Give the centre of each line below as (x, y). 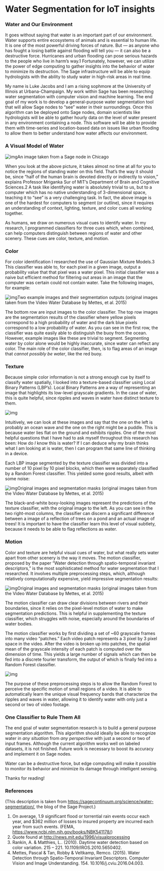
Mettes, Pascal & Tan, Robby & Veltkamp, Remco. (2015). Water (76, 853)
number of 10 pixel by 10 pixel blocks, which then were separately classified (82, 468)
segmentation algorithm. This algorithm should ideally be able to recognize (81, 733)
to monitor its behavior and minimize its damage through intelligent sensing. (82, 768)
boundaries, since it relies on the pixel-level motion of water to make (74, 608)
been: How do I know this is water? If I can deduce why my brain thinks (77, 443)
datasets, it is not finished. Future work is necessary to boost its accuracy (79, 749)
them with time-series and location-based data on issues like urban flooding (82, 128)
